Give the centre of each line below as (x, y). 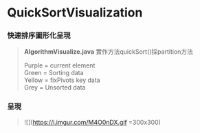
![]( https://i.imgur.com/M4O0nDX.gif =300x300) (92, 122)
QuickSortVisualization (75, 13)
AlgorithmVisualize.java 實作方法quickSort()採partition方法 (109, 52)
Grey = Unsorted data (55, 88)
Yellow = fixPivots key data (62, 80)
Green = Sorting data (54, 73)
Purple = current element (59, 65)
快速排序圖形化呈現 (39, 36)
